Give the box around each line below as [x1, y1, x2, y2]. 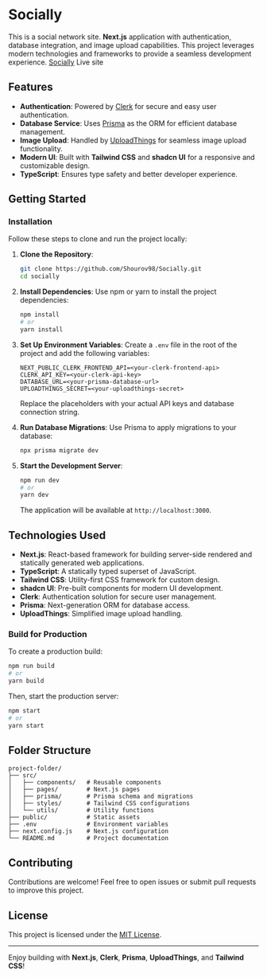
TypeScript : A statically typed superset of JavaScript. [19, 567, 197, 576]
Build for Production [8, 629, 87, 640]
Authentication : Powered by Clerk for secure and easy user [19, 101, 217, 111]
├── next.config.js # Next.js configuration [8, 827, 169, 835]
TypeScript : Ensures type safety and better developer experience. [19, 169, 238, 178]
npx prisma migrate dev [19, 446, 99, 455]
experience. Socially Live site [8, 57, 104, 67]
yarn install [19, 325, 64, 334]
